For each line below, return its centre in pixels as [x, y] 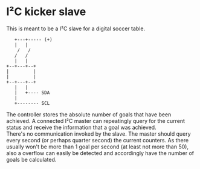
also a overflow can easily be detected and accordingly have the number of [100, 153]
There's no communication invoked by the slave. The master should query [99, 134]
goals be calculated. [31, 159]
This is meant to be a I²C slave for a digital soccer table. [76, 28]
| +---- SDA [32, 93]
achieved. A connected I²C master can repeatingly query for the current [96, 121]
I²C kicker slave [46, 12]
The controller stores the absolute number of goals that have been [89, 114]
